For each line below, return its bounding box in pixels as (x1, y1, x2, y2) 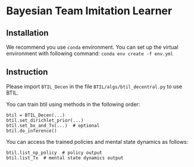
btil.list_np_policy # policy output (6, 150, 102, 156)
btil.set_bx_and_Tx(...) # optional (6, 122, 100, 128)
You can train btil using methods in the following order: (6, 100, 140, 108)
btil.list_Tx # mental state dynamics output (6, 155, 124, 161)
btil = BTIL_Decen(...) (6, 112, 65, 118)
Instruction (6, 67, 48, 77)
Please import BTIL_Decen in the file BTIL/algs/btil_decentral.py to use (6, 83, 183, 90)
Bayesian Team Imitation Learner (6, 4, 173, 18)
